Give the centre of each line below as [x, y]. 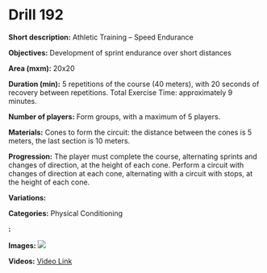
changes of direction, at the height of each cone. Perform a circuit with [126, 165]
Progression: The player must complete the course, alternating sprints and [133, 156]
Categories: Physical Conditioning [66, 213]
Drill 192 [36, 15]
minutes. [23, 101]
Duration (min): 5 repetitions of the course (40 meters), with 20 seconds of [134, 84]
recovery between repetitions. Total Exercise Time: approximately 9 [121, 92]
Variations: [27, 197]
